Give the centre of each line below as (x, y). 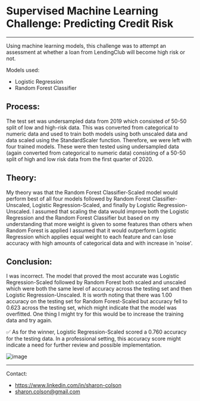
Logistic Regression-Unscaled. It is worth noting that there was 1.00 (89, 295)
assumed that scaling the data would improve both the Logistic (112, 211)
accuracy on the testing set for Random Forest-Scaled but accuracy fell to (97, 301)
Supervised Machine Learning (82, 11)
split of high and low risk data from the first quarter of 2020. (80, 159)
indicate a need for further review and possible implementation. (84, 345)
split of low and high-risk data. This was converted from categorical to (92, 127)
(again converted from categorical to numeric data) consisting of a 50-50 (96, 153)
